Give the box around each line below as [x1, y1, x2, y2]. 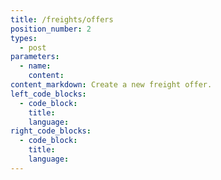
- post [19, 42, 47, 53]
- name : [19, 61, 52, 71]
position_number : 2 [10, 24, 92, 34]
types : [10, 33, 38, 43]
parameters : [10, 52, 60, 62]
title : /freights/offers [10, 14, 114, 25]
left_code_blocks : [10, 89, 87, 99]
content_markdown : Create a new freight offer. [10, 80, 213, 90]
